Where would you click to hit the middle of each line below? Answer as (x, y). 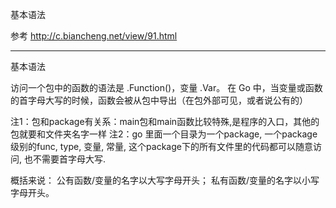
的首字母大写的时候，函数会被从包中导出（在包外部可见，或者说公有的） (159, 100)
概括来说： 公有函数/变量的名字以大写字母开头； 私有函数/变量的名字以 (156, 180)
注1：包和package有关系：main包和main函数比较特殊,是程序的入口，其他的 (165, 121)
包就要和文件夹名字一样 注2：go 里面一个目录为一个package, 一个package (164, 134)
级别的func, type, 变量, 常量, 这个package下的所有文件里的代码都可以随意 (161, 146)
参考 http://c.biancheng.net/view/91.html (94, 36)
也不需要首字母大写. (65, 159)
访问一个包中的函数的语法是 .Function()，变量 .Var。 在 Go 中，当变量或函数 (166, 87)
